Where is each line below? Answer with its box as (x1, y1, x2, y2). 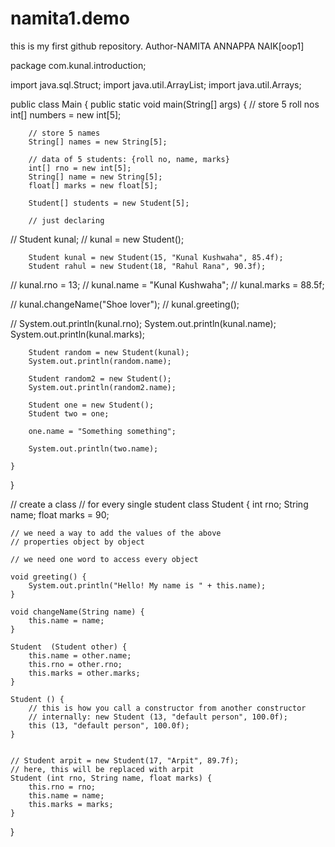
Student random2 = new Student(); (28, 373, 172, 384)
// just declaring (28, 215, 105, 226)
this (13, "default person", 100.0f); (28, 720, 190, 731)
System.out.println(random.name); (28, 356, 172, 366)
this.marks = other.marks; (28, 668, 141, 678)
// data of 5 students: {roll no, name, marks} (28, 154, 230, 164)
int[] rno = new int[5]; (28, 163, 132, 173)
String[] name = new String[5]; (28, 172, 163, 182)
